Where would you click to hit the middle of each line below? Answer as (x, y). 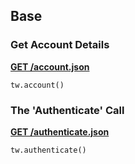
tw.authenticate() (48, 150)
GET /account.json (50, 66)
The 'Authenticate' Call (67, 110)
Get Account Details (60, 45)
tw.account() (37, 85)
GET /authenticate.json (60, 131)
